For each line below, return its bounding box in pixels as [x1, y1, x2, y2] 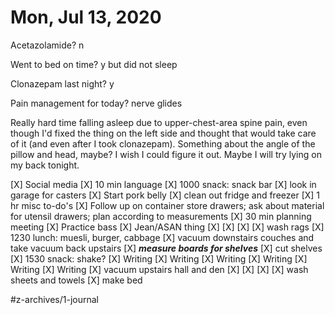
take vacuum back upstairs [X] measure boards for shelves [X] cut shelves [10, 242, 323, 254]
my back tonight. [10, 159, 80, 171]
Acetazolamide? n [10, 39, 85, 51]
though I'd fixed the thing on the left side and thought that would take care [10, 127, 317, 139]
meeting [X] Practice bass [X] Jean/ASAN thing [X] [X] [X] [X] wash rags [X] [10, 221, 325, 233]
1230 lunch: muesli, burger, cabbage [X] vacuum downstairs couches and [10, 231, 315, 243]
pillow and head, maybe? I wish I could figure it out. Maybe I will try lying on [10, 148, 322, 160]
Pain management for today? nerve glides [10, 97, 183, 109]
